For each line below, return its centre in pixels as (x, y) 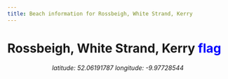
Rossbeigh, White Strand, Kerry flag (114, 48)
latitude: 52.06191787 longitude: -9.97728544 (118, 68)
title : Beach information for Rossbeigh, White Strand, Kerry (100, 14)
